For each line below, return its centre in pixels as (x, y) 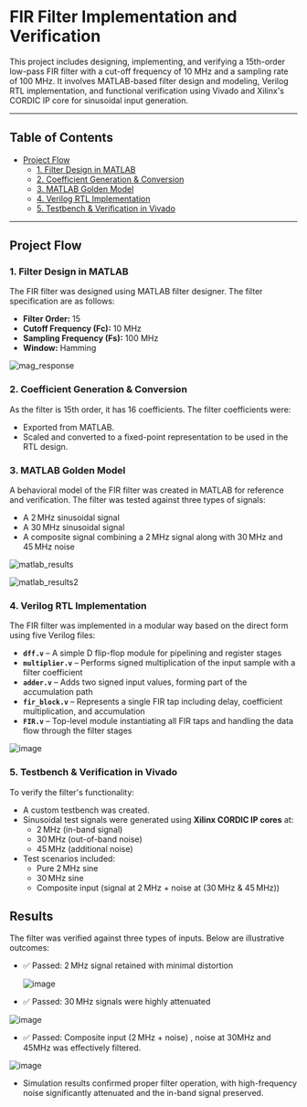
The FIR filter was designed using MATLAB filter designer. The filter (136, 292)
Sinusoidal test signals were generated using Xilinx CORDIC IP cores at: (158, 819)
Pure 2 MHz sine (67, 868)
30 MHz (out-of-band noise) (90, 839)
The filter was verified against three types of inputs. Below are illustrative (147, 938)
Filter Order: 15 (51, 319)
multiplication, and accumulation (84, 711)
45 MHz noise (49, 547)
